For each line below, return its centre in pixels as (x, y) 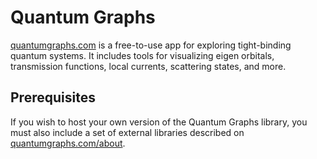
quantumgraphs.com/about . (68, 143)
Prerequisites (53, 97)
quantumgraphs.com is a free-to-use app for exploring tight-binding (151, 45)
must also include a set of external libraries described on (127, 132)
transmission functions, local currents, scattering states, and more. (148, 66)
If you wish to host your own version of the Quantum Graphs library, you (159, 122)
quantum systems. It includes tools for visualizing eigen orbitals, (142, 55)
